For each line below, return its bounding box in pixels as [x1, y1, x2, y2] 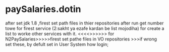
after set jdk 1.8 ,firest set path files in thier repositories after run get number [5, 20, 164, 26]
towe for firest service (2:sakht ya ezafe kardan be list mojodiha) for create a [5, 25, 164, 31]
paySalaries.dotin [5, 3, 81, 15]
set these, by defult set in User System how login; [5, 41, 108, 47]
